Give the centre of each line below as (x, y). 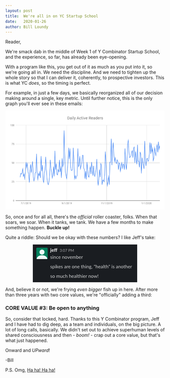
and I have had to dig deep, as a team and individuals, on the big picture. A (83, 324)
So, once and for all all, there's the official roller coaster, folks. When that (81, 217)
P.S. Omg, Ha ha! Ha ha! (30, 370)
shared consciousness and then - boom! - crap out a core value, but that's (83, 335)
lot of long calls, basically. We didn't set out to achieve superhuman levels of (85, 330)
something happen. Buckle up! (37, 227)
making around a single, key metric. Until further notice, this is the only (79, 98)
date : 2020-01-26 (26, 21)
